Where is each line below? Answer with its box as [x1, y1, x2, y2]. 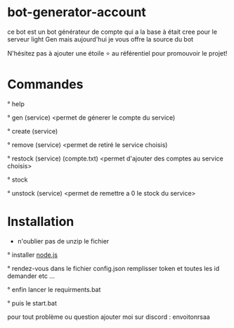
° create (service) [7, 127, 58, 135]
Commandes [7, 77, 84, 92]
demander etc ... [7, 272, 55, 280]
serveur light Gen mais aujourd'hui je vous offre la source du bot [7, 34, 194, 43]
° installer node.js [7, 251, 58, 259]
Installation [7, 214, 74, 229]
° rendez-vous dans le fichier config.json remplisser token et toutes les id [7, 264, 220, 272]
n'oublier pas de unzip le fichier [17, 236, 110, 245]
